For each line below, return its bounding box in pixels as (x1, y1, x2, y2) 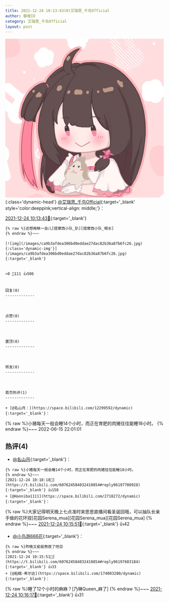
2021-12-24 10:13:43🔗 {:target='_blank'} (5, 215, 87, 221)
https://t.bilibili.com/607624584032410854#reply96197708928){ (5, 483, 141, 488)
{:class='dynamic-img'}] (5, 246, 57, 252)
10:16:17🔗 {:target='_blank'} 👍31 (18, 592, 84, 598)
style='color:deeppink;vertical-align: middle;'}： (5, 205, 105, 211)
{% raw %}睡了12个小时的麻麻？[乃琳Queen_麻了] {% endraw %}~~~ (5, 586, 149, 592)
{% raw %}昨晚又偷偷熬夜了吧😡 (5, 545, 63, 550)
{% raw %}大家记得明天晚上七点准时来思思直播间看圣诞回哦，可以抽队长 (5, 509, 156, 515)
